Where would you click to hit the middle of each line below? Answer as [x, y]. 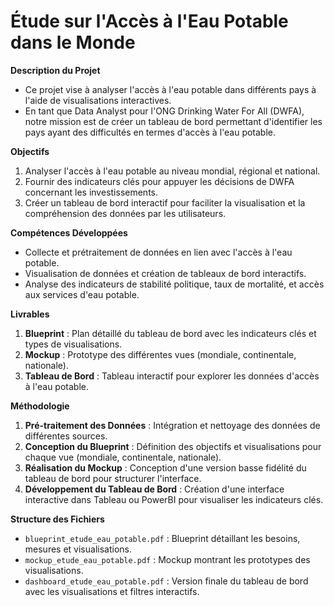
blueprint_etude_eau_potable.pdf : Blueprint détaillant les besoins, [162, 538]
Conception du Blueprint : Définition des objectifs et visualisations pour [173, 446]
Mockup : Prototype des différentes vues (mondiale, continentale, [160, 354]
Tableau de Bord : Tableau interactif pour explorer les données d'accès [172, 376]
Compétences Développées [69, 232]
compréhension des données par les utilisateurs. [125, 213]
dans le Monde [73, 42]
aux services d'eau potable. [82, 294]
